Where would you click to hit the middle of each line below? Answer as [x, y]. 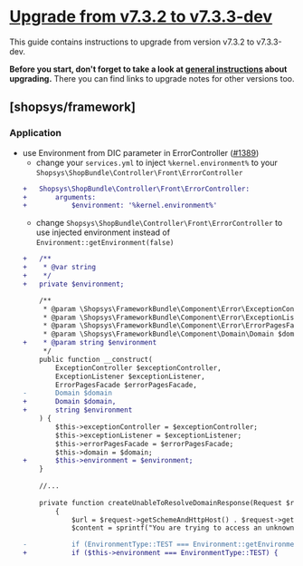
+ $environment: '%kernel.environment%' [120, 206]
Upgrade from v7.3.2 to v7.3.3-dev [141, 17]
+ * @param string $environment [90, 343]
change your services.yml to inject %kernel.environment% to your [156, 162]
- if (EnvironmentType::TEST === [106, 545]
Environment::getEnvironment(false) [105, 243]
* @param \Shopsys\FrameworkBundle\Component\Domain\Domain [158, 334]
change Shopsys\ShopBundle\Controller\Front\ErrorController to [159, 223]
